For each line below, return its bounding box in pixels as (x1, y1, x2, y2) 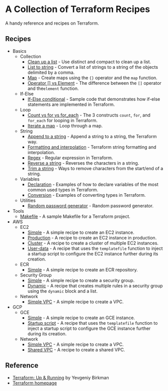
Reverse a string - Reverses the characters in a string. (27, 160, 139, 166)
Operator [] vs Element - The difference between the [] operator (27, 80, 162, 86)
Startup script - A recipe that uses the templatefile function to (27, 320, 158, 326)
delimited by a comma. (27, 69, 75, 75)
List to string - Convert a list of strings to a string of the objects (27, 64, 158, 70)
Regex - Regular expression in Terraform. (27, 155, 113, 161)
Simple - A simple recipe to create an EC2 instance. (27, 229, 135, 235)
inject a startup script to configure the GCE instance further (27, 325, 151, 331)
